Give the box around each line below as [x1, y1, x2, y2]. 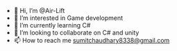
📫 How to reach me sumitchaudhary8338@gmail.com [13, 37, 170, 44]
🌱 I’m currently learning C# [13, 21, 91, 29]
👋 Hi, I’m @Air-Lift [13, 7, 65, 14]
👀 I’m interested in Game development [13, 14, 124, 22]
